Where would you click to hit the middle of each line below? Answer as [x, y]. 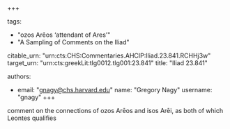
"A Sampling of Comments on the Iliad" [73, 42]
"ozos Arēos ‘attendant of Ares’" [64, 35]
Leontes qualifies [32, 118]
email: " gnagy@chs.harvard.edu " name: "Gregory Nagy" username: [115, 90]
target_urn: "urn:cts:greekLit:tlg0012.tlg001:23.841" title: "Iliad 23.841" [107, 63]
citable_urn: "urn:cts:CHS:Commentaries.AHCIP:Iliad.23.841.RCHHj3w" [109, 55]
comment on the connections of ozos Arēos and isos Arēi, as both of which [115, 111]
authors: [19, 76]
